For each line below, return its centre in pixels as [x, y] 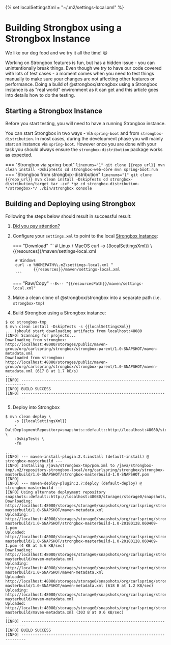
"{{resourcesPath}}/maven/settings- [105, 284]
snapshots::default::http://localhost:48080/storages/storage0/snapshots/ [86, 496]
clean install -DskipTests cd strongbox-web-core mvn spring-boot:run [82, 169]
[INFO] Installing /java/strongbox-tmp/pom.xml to [60, 465]
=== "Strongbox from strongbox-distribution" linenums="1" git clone [79, 174]
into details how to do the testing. [40, 95]
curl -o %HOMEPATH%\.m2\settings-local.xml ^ [64, 265]
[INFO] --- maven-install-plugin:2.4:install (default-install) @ [77, 457]
